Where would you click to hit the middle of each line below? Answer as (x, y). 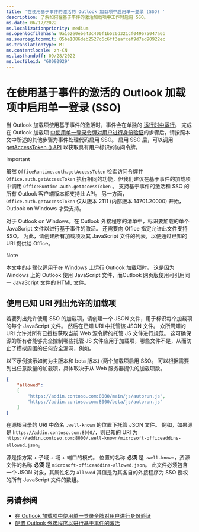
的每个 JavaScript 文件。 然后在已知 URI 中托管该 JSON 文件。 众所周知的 (96, 326)
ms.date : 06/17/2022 (32, 23)
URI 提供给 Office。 (30, 244)
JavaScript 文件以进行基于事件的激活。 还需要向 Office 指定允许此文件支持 (97, 229)
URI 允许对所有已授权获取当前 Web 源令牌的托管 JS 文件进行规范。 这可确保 (99, 333)
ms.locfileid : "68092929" (38, 61)
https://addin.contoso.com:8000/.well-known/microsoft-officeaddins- (94, 438)
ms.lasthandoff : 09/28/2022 (41, 56)
